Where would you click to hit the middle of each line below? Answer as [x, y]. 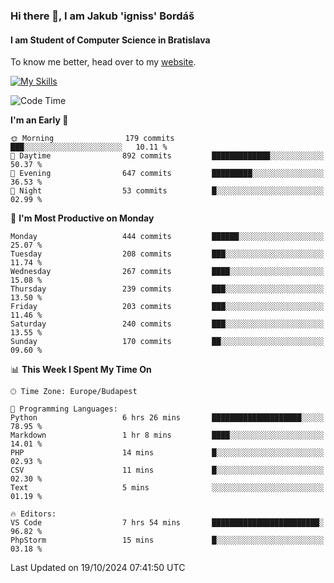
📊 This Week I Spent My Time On [81, 370]
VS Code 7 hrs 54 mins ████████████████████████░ [167, 523]
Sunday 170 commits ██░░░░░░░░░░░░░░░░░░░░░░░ [167, 342]
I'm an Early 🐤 [39, 120]
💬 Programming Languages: [64, 409]
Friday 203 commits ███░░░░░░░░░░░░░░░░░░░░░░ [167, 307]
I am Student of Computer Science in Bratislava [110, 40]
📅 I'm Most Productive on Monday [82, 218]
